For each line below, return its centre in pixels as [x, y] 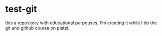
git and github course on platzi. [37, 28]
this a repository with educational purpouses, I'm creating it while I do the [81, 23]
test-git [21, 9]
